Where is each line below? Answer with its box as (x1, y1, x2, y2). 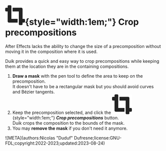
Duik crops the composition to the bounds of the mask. (12, 120, 125, 126)
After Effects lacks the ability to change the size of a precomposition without (5, 43, 161, 49)
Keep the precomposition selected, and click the (12, 109, 111, 115)
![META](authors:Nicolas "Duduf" (5, 135, 73, 141)
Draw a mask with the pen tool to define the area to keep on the (12, 73, 143, 79)
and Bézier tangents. (12, 89, 55, 95)
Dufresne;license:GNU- (74, 135, 122, 141)
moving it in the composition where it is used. (5, 49, 98, 54)
